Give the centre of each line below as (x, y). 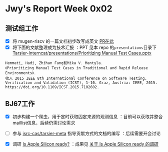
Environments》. (21, 73)
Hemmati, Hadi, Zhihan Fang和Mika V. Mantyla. (54, 63)
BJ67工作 (20, 103)
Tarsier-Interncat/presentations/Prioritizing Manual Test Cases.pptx (82, 53)
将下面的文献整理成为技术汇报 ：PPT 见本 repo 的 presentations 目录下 (84, 47)
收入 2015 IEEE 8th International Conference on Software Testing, (76, 78)
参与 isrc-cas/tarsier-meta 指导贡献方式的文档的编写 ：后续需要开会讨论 (86, 133)
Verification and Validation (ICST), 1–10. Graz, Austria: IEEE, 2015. (81, 83)
